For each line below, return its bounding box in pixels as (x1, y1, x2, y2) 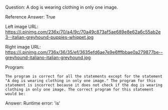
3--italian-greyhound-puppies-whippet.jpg (5, 34, 94, 40)
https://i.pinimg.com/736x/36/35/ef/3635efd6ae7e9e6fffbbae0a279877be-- (5, 49, 163, 55)
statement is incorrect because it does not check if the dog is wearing (5, 82, 163, 87)
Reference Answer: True (5, 14, 56, 19)
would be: (5, 91, 26, 96)
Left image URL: (5, 23, 39, 29)
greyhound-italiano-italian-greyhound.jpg (5, 54, 91, 60)
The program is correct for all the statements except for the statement (5, 74, 163, 79)
